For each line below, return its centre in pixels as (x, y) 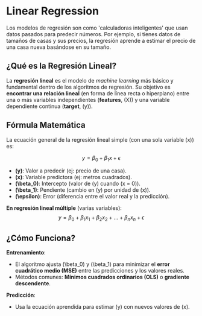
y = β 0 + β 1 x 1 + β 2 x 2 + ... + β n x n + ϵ (101, 218)
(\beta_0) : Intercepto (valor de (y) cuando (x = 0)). (77, 184)
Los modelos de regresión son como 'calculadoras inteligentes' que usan (97, 28)
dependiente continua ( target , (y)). (49, 106)
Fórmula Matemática (46, 125)
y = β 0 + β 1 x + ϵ (101, 158)
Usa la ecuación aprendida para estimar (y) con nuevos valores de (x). (102, 306)
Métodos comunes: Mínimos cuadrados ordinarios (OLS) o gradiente (102, 277)
